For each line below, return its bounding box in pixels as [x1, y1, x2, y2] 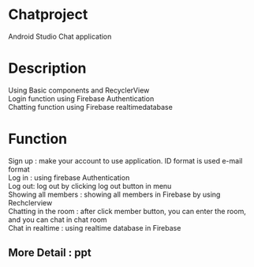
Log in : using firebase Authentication [8, 172, 130, 182]
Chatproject [8, 6, 88, 24]
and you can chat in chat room [8, 215, 108, 224]
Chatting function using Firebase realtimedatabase [8, 102, 174, 111]
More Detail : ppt [8, 246, 92, 260]
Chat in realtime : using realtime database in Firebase [8, 223, 181, 232]
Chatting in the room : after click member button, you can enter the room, [8, 206, 246, 216]
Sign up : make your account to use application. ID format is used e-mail [8, 156, 243, 165]
